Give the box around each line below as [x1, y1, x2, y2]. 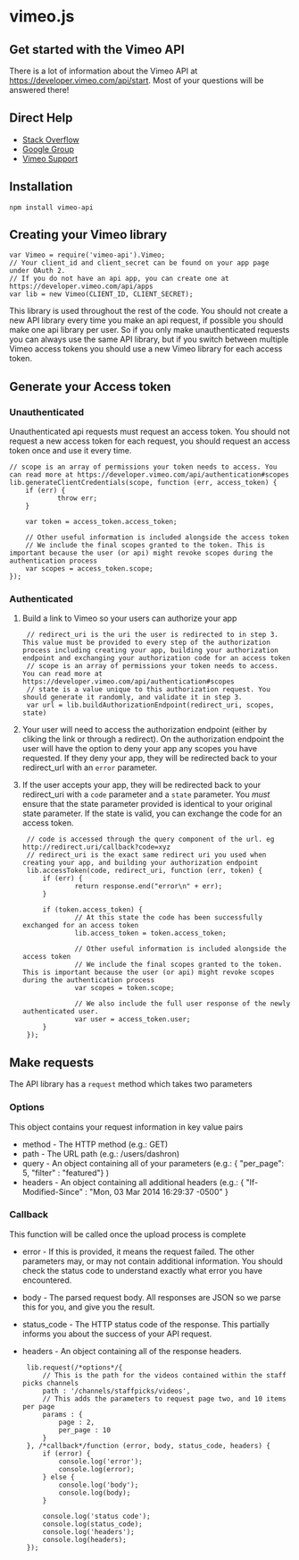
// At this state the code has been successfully [74, 913, 263, 922]
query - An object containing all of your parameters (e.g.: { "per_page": [21, 1157, 284, 1168]
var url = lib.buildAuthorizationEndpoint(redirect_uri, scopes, [26, 700, 275, 710]
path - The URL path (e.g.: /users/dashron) [21, 1148, 180, 1159]
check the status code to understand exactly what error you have [21, 1265, 263, 1276]
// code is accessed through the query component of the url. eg [26, 835, 275, 844]
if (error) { [42, 1449, 91, 1458]
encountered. [21, 1275, 72, 1285]
